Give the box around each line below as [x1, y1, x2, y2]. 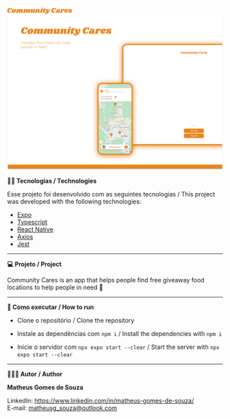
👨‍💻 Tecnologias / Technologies [7, 177, 97, 185]
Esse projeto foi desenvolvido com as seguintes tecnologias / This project [7, 190, 216, 198]
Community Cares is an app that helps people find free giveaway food [7, 275, 205, 284]
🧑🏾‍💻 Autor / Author [7, 370, 63, 378]
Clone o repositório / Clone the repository [16, 316, 135, 324]
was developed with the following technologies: [7, 197, 142, 205]
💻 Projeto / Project [7, 260, 62, 268]
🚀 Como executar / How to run [7, 303, 94, 311]
